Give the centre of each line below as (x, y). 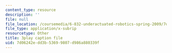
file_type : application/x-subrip (41, 29)
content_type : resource (31, 10)
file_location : (21, 24)
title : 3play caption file (34, 38)
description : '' (23, 15)
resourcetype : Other (27, 33)
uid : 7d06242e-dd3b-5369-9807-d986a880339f (52, 43)
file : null (17, 19)
